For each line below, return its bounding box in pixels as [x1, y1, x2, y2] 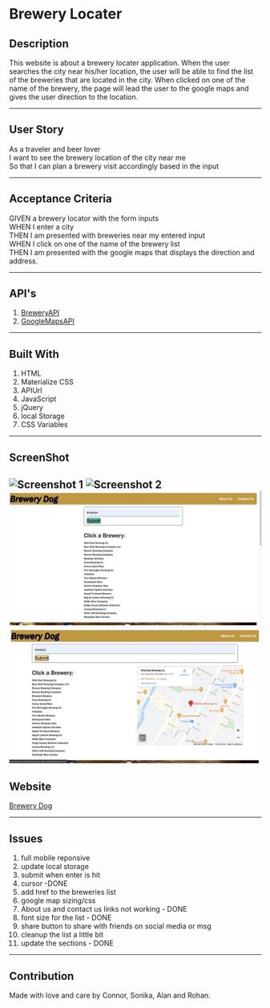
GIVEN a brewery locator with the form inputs [9, 213, 159, 223]
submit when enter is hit [20, 870, 101, 880]
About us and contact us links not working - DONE [20, 904, 187, 914]
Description [9, 37, 69, 51]
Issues [9, 831, 43, 845]
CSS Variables [20, 420, 68, 429]
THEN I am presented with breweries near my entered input [9, 230, 205, 240]
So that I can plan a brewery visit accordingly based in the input [9, 161, 220, 171]
